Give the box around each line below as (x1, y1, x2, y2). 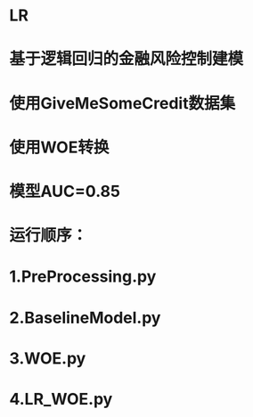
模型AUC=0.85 (9, 181, 120, 201)
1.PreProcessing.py (9, 266, 157, 287)
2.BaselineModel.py (9, 307, 161, 328)
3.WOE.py (9, 348, 86, 368)
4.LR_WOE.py (9, 388, 113, 409)
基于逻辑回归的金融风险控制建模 (9, 49, 244, 69)
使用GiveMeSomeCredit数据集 (9, 93, 236, 113)
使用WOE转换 (9, 137, 110, 157)
